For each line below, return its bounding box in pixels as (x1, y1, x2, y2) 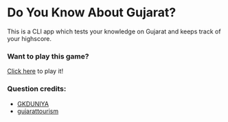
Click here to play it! (7, 67, 64, 76)
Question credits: (7, 84, 67, 93)
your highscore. (7, 34, 52, 42)
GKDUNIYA (16, 100, 49, 108)
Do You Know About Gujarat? (7, 5, 176, 20)
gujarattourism (16, 107, 59, 115)
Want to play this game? (7, 51, 89, 61)
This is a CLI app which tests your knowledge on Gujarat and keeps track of (7, 27, 221, 35)
